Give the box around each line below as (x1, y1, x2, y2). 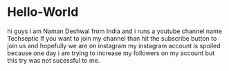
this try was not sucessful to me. (7, 56, 100, 64)
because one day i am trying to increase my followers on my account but (7, 49, 215, 57)
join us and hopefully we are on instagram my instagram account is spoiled (7, 41, 221, 50)
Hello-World (7, 4, 79, 20)
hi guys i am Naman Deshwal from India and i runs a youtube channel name (7, 27, 223, 35)
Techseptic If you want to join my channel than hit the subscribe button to (7, 34, 217, 42)
